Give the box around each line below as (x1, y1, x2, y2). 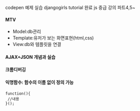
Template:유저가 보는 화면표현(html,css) (12, 35, 94, 41)
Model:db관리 (12, 29, 41, 35)
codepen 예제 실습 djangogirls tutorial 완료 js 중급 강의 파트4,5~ (5, 5, 135, 10)
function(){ (5, 91, 31, 96)
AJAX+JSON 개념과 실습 (5, 54, 56, 60)
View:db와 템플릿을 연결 (12, 41, 62, 48)
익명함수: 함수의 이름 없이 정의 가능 (5, 79, 74, 85)
